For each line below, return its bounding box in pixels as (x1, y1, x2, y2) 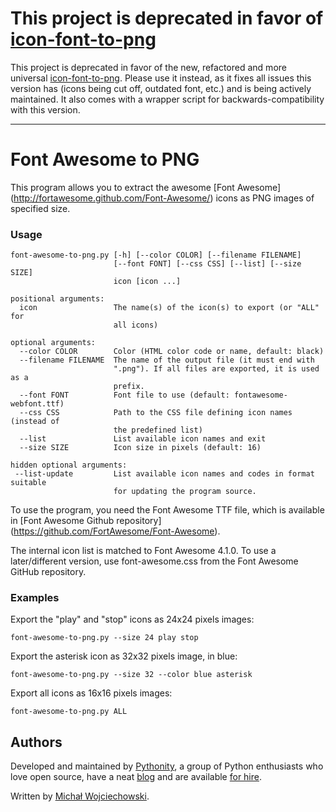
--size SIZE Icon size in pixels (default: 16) (19, 443, 262, 453)
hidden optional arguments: (10, 460, 128, 471)
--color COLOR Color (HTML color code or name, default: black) (19, 347, 325, 357)
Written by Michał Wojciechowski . (10, 790, 150, 802)
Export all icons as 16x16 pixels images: (10, 687, 173, 699)
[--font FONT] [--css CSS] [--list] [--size (113, 259, 302, 269)
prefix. (113, 382, 145, 392)
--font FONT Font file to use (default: (19, 390, 230, 401)
